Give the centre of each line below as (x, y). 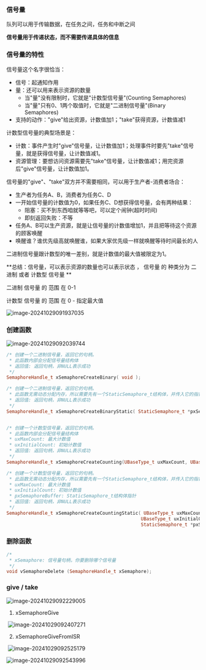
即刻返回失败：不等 (49, 218)
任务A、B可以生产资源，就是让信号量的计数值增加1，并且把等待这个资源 (106, 225)
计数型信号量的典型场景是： (41, 133)
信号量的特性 (25, 55)
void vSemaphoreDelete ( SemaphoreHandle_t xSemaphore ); (79, 572)
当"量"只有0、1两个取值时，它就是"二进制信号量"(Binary (95, 105)
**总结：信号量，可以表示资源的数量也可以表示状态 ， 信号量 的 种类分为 (98, 267)
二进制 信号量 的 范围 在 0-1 (41, 287)
